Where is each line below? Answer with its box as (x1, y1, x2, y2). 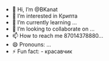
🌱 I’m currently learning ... (12, 19, 77, 26)
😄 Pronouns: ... (12, 41, 52, 48)
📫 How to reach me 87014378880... (12, 32, 104, 39)
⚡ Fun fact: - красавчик (12, 48, 72, 55)
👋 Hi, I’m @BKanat (12, 6, 58, 13)
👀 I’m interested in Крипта (12, 12, 78, 20)
